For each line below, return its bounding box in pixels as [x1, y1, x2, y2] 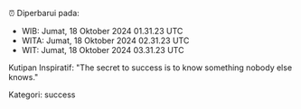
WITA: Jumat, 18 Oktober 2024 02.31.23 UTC [21, 35, 190, 46]
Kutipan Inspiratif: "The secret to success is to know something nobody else [8, 62, 293, 73]
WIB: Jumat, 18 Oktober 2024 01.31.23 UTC [21, 26, 183, 36]
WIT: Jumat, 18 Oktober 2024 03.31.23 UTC [21, 45, 184, 55]
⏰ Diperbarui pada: [8, 8, 80, 18]
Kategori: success [8, 89, 76, 100]
